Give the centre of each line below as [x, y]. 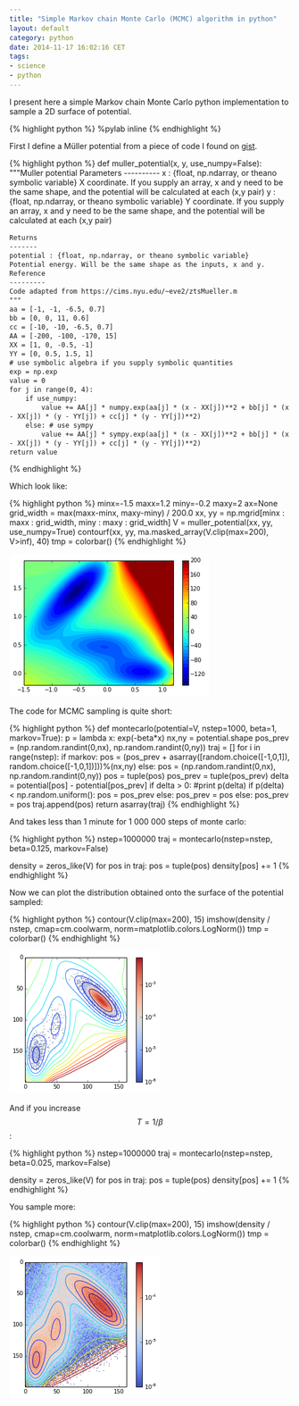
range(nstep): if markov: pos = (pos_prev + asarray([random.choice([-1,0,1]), [149, 757]
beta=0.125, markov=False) [59, 848]
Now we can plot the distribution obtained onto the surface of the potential [146, 892]
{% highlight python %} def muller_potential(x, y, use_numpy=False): [136, 163]
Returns [24, 238]
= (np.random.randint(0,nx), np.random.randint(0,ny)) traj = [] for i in [135, 747]
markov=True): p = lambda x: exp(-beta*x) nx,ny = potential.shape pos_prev [149, 738]
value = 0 [28, 381]
